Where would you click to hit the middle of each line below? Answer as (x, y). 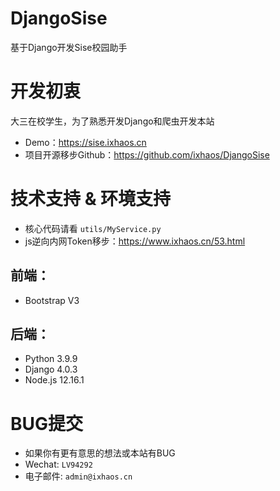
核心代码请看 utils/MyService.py (93, 228)
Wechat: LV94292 (58, 464)
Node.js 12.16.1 (54, 380)
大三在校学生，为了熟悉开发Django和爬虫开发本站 (112, 121)
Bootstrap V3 (52, 300)
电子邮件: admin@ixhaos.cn (78, 476)
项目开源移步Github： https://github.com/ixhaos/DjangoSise (147, 154)
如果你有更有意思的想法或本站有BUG (100, 453)
